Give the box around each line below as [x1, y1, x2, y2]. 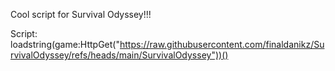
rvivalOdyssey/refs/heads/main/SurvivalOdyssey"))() [10, 49, 229, 61]
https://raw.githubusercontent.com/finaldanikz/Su [119, 39, 325, 50]
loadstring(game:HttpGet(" [10, 39, 120, 50]
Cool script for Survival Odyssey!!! [10, 9, 152, 20]
